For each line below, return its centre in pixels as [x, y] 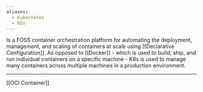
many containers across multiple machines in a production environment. [96, 66]
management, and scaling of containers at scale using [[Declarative [90, 46]
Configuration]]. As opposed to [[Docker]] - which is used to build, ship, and [101, 53]
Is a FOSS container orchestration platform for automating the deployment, [99, 40]
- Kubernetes [28, 17]
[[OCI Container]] [28, 83]
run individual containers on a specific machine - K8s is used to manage [96, 59]
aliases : [17, 12]
